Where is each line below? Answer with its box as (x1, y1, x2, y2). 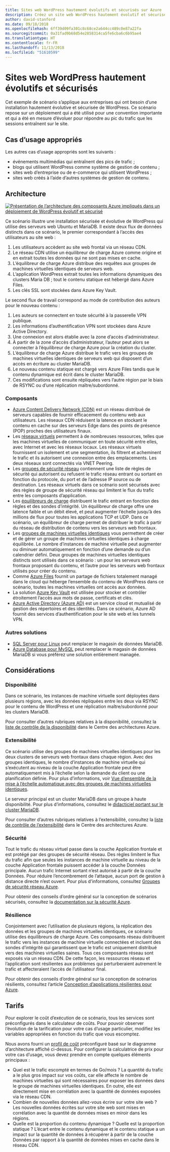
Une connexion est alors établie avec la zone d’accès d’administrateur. (12, 334, 159, 340)
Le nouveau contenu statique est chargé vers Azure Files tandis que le (12, 366, 160, 373)
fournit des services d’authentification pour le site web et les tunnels (12, 611, 155, 617)
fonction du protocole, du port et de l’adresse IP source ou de (12, 476, 141, 482)
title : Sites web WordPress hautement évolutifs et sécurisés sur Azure (5, 7, 162, 13)
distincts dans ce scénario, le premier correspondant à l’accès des (5, 229, 144, 235)
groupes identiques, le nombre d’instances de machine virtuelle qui (5, 759, 146, 765)
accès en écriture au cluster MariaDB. (12, 361, 92, 367)
